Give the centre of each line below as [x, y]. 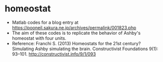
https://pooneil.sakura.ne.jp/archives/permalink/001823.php [74, 27]
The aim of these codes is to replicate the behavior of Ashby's [76, 33]
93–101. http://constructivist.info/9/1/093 [54, 54]
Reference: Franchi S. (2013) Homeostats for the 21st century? [76, 43]
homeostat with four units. [39, 38]
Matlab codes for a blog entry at [45, 22]
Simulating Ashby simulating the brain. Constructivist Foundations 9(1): [85, 49]
